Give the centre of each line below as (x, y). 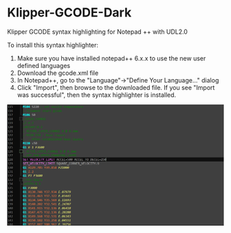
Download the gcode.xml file (58, 73)
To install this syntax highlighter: (53, 45)
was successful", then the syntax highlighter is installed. (97, 95)
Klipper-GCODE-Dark (69, 13)
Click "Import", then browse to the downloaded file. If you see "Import (116, 87)
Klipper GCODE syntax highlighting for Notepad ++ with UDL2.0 (97, 32)
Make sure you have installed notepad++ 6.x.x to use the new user (111, 58)
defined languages (44, 65)
